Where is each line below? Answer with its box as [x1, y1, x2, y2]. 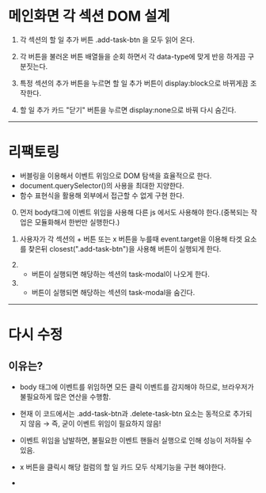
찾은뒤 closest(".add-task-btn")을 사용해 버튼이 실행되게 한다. [28, 244, 222, 253]
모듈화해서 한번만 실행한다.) [34, 217, 120, 226]
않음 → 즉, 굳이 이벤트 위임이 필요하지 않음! [28, 419, 161, 428]
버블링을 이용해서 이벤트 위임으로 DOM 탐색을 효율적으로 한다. [19, 171, 212, 180]
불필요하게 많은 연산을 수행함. [19, 392, 112, 401]
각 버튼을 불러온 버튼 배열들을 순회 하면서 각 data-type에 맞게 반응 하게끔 [19, 51, 246, 61]
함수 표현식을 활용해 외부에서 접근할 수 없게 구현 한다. [19, 191, 184, 200]
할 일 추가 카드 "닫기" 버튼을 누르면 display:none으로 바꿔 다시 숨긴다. [19, 104, 237, 115]
